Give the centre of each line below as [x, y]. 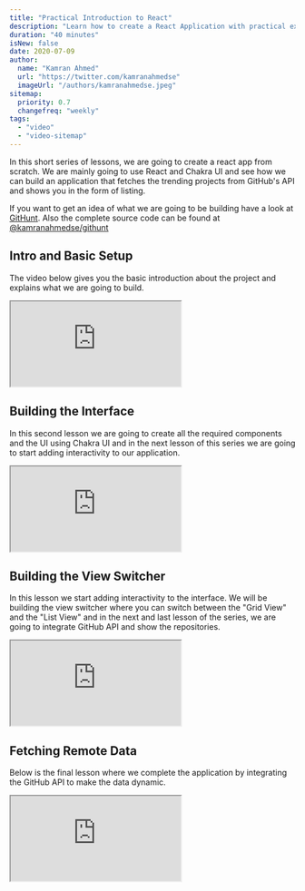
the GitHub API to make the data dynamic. [88, 782]
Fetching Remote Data [74, 751]
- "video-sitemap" [53, 136]
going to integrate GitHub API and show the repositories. [115, 627]
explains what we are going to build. [77, 288]
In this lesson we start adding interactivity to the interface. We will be [138, 598]
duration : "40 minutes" [54, 34]
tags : [20, 119]
